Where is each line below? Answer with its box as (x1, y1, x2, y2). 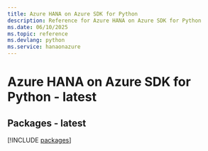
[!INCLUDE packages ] (7, 136, 72, 144)
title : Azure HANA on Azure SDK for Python (7, 10, 138, 18)
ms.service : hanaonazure (7, 43, 81, 50)
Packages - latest (7, 117, 87, 129)
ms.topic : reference (7, 30, 69, 38)
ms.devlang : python (7, 37, 65, 44)
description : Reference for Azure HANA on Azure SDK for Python (7, 17, 202, 24)
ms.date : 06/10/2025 (7, 23, 69, 30)
